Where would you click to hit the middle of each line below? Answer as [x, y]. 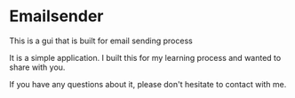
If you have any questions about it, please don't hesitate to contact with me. [148, 84]
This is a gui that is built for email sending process [101, 41]
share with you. [37, 67]
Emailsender [56, 16]
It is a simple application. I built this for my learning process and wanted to [145, 57]
